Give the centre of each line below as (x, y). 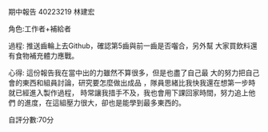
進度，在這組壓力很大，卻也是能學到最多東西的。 (104, 103)
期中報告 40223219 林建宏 (52, 12)
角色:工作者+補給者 (40, 29)
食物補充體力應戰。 (46, 56)
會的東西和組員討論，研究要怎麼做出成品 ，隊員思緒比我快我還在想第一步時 (132, 83)
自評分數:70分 (31, 120)
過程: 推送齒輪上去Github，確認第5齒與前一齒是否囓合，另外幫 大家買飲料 (129, 46)
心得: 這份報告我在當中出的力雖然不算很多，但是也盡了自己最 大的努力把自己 (134, 73)
